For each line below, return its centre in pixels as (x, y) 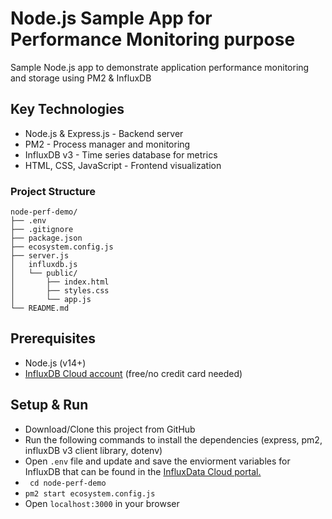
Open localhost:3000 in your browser (102, 503)
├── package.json (46, 238)
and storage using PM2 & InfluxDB (81, 78)
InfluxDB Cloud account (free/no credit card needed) (133, 373)
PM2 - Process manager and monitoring (107, 144)
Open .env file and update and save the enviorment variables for (157, 461)
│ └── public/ (44, 273)
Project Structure (53, 191)
